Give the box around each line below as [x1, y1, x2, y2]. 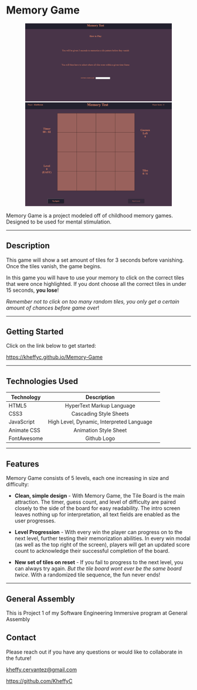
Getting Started [6, 326, 64, 336]
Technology [11, 394, 41, 401]
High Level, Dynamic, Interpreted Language [47, 418, 152, 425]
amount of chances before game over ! [6, 304, 100, 311]
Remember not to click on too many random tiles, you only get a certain [6, 298, 180, 305]
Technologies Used [6, 376, 78, 386]
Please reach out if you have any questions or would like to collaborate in [6, 648, 183, 655]
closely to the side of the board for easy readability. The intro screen [14, 505, 181, 512]
